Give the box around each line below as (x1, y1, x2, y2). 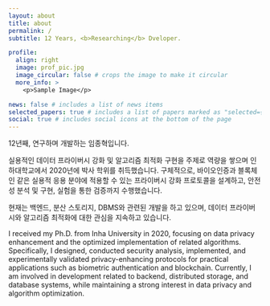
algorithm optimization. (8, 288, 84, 298)
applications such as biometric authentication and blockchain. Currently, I (8, 263, 252, 273)
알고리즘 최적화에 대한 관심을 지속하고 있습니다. (22, 213, 171, 222)
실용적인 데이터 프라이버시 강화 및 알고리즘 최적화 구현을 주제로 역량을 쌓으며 (8, 156, 249, 165)
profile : (8, 49, 38, 57)
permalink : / (8, 27, 52, 35)
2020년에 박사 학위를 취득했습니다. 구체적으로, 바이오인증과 (49, 165, 236, 175)
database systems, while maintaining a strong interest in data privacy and (8, 280, 252, 290)
